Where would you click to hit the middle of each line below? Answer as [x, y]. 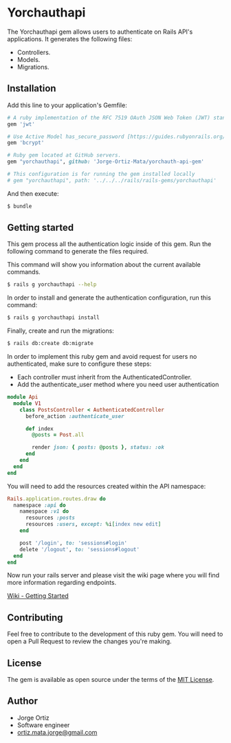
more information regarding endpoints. [62, 583]
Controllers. [34, 52]
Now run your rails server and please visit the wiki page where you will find [113, 575]
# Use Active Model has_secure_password [66, 136]
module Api [23, 397]
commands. [24, 272]
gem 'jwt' [21, 124]
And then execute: [33, 193]
